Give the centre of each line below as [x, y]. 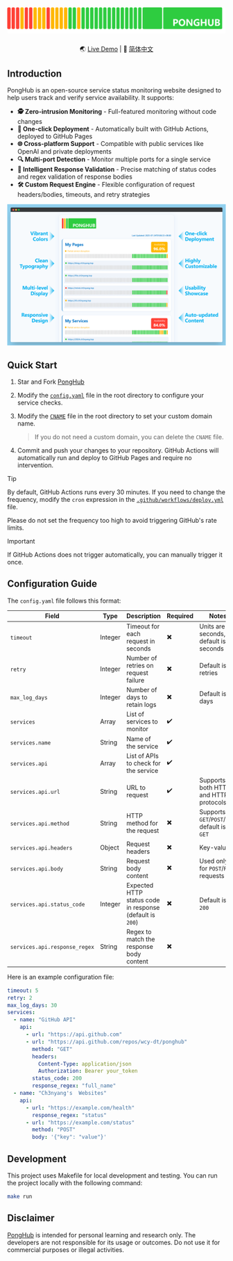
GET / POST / [213, 820]
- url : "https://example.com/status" [80, 1123]
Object [110, 847]
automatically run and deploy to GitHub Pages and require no [104, 457]
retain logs [141, 705]
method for [142, 823]
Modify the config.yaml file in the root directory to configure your [111, 395]
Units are [212, 626]
